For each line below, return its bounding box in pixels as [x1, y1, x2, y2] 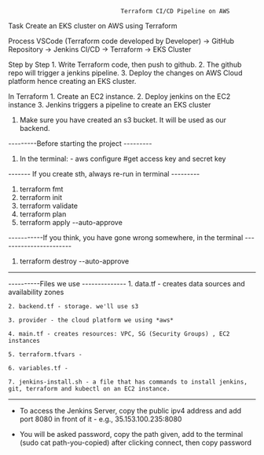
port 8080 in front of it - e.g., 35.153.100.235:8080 [19, 414, 182, 424]
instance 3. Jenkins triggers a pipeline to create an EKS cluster [8, 100, 211, 109]
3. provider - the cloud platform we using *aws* [8, 316, 174, 324]
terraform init [19, 193, 63, 202]
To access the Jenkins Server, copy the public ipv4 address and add [19, 406, 242, 415]
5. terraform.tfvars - [8, 351, 82, 359]
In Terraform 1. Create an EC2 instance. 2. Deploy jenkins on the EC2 [8, 92, 231, 101]
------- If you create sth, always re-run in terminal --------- [8, 169, 200, 178]
